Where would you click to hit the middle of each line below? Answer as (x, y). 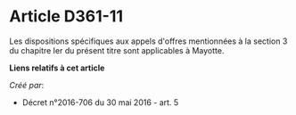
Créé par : (27, 85)
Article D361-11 (66, 16)
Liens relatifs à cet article (57, 68)
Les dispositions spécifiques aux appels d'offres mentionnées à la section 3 (148, 41)
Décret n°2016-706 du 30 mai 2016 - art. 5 (100, 102)
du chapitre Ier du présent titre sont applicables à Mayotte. (117, 50)
